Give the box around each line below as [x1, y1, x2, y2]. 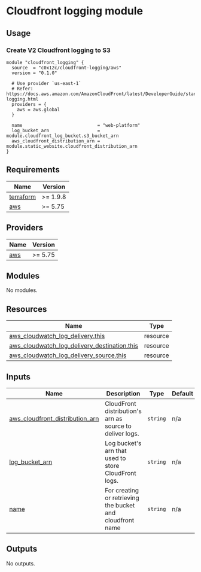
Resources [6, 304, 47, 314]
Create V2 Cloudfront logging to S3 [6, 46, 111, 54]
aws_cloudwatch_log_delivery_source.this [9, 351, 127, 360]
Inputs [6, 372, 31, 382]
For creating [104, 486, 139, 494]
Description [106, 389, 141, 397]
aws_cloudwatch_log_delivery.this [9, 332, 105, 340]
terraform [9, 193, 36, 201]
